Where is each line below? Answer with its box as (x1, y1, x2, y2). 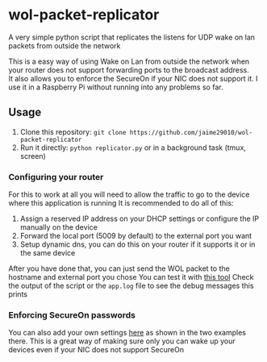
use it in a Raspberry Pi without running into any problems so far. (8, 82, 223, 92)
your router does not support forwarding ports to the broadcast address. (8, 64, 249, 74)
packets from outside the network (8, 40, 121, 50)
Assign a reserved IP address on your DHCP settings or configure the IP (19, 214, 260, 223)
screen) (19, 151, 46, 160)
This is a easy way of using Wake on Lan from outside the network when (8, 56, 250, 66)
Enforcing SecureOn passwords (8, 309, 136, 320)
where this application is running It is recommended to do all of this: (8, 198, 234, 208)
